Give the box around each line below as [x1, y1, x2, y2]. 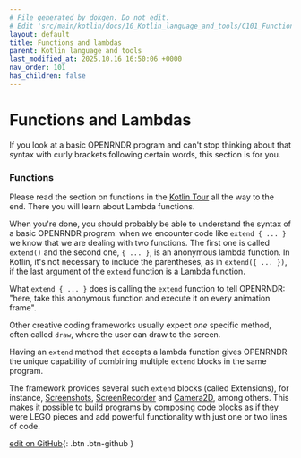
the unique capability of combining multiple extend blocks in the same [9, 355, 267, 367]
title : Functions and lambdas [9, 38, 123, 47]
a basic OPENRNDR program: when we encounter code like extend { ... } [9, 227, 287, 238]
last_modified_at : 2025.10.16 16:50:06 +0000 [9, 55, 182, 64]
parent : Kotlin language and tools [9, 47, 142, 55]
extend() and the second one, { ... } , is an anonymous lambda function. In [9, 247, 290, 258]
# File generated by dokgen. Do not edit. [9, 13, 170, 22]
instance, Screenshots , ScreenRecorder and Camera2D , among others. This [9, 392, 289, 403]
